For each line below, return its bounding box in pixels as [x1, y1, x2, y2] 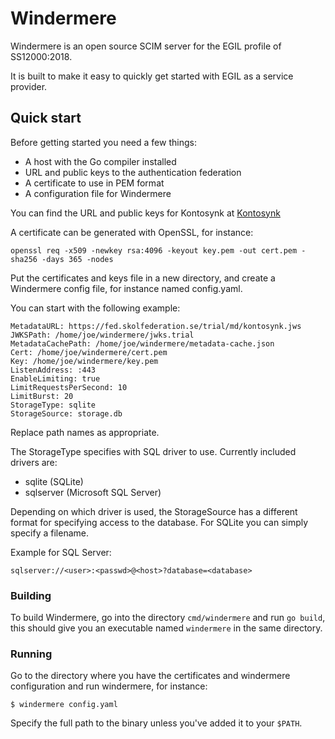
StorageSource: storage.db [10, 408, 123, 419]
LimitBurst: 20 [10, 391, 74, 401]
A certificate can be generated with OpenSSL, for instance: [10, 226, 254, 238]
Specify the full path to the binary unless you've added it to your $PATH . [10, 717, 303, 729]
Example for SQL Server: [10, 546, 112, 558]
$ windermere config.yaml [10, 700, 118, 710]
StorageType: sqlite [10, 400, 97, 410]
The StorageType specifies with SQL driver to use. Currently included [10, 445, 297, 457]
